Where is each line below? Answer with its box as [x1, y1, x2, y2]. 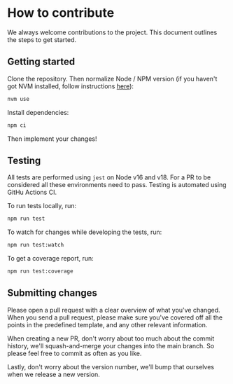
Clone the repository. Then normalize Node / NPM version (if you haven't [7, 74, 218, 83]
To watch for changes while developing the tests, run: [7, 228, 162, 236]
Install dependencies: [7, 108, 69, 116]
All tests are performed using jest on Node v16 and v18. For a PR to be [7, 173, 211, 181]
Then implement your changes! [7, 135, 97, 143]
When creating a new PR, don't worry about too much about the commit [7, 334, 215, 343]
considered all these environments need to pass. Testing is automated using [7, 181, 227, 189]
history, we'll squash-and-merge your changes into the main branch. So [7, 341, 215, 350]
